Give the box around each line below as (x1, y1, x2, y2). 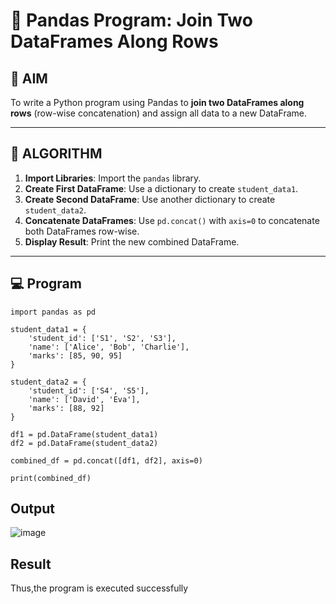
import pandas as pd (10, 307, 97, 317)
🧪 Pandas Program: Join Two (10, 9, 253, 32)
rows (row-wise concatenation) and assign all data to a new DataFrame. (10, 107, 308, 119)
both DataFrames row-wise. (24, 225, 140, 237)
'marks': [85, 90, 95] (28, 350, 123, 361)
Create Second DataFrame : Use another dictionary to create (24, 193, 276, 205)
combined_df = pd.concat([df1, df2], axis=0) (10, 455, 203, 466)
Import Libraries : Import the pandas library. (24, 172, 202, 184)
